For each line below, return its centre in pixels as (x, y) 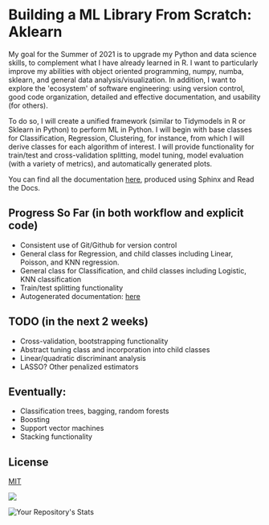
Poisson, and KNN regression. (69, 262)
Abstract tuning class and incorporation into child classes (115, 349)
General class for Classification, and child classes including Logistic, (133, 270)
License (29, 462)
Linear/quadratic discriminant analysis (83, 358)
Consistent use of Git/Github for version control (98, 245)
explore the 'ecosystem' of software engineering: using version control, (126, 88)
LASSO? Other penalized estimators (79, 367)
